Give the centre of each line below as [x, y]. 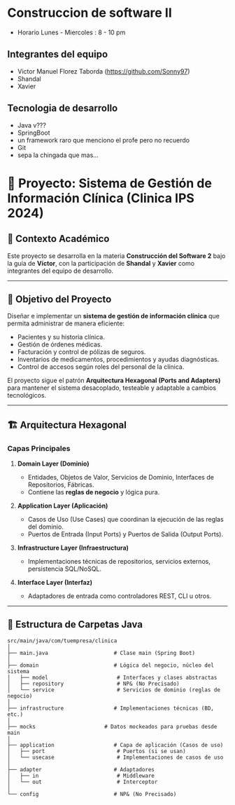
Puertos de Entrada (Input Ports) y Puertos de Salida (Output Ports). [126, 534]
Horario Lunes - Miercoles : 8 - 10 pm [71, 32]
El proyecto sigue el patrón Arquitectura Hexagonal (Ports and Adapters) [114, 381]
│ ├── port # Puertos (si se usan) [97, 751]
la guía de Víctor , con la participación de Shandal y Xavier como [101, 263]
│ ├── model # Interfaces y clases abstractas [112, 677]
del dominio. [46, 527]
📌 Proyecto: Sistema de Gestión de [109, 183]
